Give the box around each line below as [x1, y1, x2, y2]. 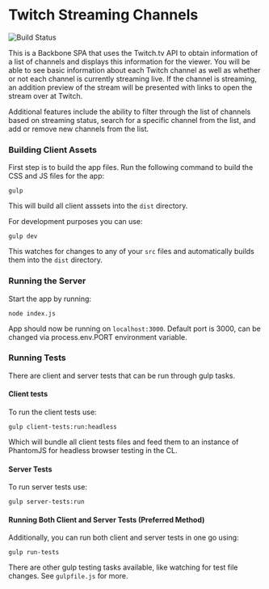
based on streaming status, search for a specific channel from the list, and [8, 115, 256, 125]
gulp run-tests [8, 549, 60, 557]
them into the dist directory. [8, 255, 103, 265]
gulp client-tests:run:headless [8, 423, 117, 431]
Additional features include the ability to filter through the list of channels [8, 107, 251, 117]
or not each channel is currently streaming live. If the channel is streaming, [8, 74, 257, 83]
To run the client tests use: [8, 407, 97, 417]
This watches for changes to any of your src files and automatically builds [8, 247, 254, 256]
